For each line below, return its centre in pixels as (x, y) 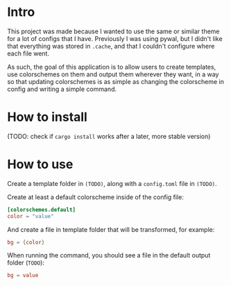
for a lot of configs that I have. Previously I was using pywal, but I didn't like (115, 38)
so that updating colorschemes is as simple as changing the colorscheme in (115, 81)
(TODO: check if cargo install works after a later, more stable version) (109, 136)
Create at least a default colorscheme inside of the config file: (95, 197)
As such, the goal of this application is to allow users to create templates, (112, 67)
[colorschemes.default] (42, 210)
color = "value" (31, 216)
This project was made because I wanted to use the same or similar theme (113, 31)
